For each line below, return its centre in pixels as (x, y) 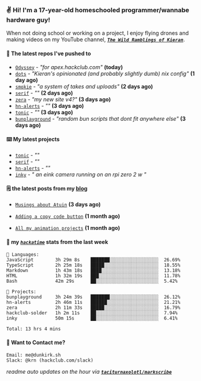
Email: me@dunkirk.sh (34, 355)
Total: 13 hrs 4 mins (34, 329)
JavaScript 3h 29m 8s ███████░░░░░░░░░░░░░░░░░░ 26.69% (94, 260)
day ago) (26, 80)
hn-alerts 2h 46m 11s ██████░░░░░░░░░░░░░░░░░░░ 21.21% (94, 303)
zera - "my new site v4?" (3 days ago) (63, 99)
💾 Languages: (23, 255)
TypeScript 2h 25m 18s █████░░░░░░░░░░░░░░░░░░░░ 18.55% (94, 265)
